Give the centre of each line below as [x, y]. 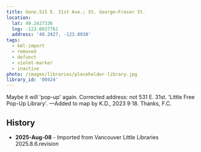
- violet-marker [32, 63]
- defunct [24, 57]
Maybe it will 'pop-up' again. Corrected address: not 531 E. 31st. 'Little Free [100, 97]
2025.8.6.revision [37, 143]
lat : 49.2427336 [32, 23]
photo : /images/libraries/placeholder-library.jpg [72, 74]
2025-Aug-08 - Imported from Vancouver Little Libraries [87, 137]
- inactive [26, 68]
